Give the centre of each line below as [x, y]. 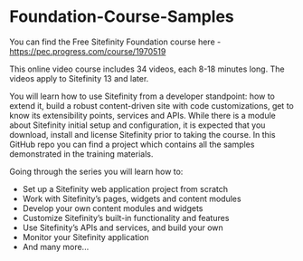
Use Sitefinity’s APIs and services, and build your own [123, 227]
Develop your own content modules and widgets [113, 208]
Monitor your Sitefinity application [85, 237]
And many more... [56, 246]
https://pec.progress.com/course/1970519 [88, 51]
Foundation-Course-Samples [122, 17]
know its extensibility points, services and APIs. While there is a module [142, 115]
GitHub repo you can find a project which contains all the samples [132, 144]
